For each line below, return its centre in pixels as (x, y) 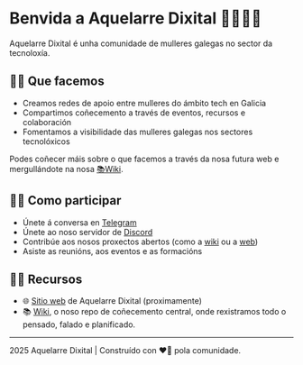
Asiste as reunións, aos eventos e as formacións (112, 251)
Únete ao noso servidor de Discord (87, 232)
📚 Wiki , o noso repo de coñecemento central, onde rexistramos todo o (154, 312)
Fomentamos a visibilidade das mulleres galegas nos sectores (138, 132)
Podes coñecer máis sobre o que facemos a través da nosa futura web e (144, 159)
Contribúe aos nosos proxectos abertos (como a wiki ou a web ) (140, 242)
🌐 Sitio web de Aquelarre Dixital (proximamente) (112, 301)
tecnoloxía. (30, 52)
